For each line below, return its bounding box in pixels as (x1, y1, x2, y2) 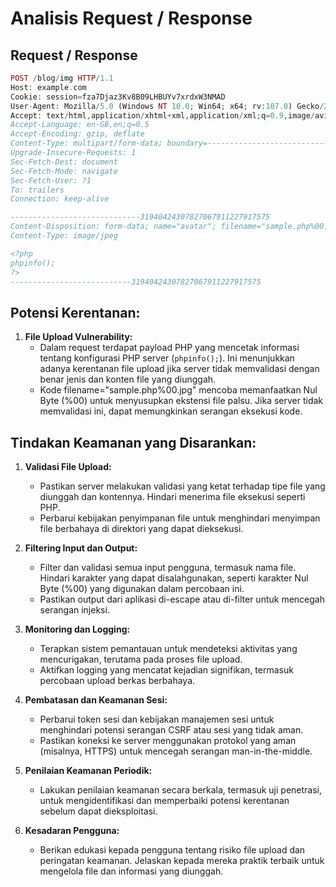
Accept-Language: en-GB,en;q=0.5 (10, 120, 150, 130)
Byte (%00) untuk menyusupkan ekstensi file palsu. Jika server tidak (39, 395, 324, 407)
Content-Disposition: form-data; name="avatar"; (10, 222, 217, 232)
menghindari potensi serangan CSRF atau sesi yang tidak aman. (39, 724, 304, 736)
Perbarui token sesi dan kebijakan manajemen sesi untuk (39, 713, 275, 725)
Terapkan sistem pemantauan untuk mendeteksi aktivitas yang (39, 643, 298, 654)
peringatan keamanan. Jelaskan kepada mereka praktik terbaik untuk (39, 855, 325, 866)
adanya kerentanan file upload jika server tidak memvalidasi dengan (39, 363, 320, 375)
